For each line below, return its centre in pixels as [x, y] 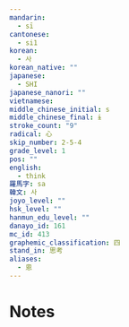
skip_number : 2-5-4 [46, 142]
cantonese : [30, 34]
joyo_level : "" [38, 201]
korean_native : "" [43, 68]
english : [26, 168]
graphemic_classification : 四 [65, 243]
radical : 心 [31, 134]
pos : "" [24, 159]
